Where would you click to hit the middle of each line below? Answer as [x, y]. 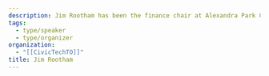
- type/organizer [44, 38]
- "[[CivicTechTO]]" [50, 52]
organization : [32, 45]
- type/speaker [41, 30]
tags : [17, 23]
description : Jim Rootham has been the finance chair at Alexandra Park [132, 15]
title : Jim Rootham [41, 60]
